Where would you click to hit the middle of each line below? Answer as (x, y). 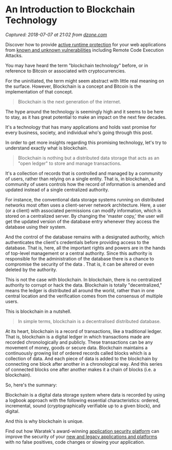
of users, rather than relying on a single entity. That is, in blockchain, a (80, 179)
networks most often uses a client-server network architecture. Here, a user (86, 205)
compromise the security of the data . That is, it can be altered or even (80, 264)
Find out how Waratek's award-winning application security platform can (82, 431)
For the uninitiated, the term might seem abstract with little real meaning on (85, 81)
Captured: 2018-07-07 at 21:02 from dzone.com (56, 34)
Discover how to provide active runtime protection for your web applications (86, 44)
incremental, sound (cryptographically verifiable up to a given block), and (83, 406)
